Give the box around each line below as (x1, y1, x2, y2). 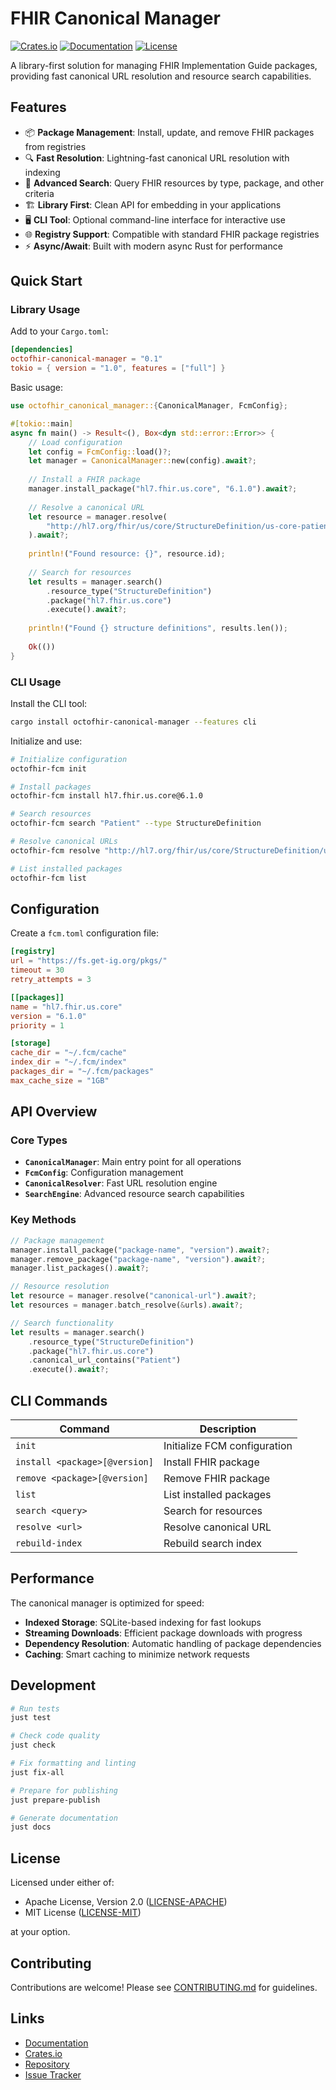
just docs (10, 1822, 52, 1832)
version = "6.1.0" (10, 1011, 87, 1021)
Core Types (10, 1133, 68, 1147)
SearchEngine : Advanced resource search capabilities (24, 1188, 245, 1200)
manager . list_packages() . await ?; (10, 1263, 150, 1274)
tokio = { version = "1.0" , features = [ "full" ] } (10, 363, 226, 374)
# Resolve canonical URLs (10, 837, 118, 847)
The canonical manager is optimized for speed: (10, 1597, 205, 1609)
